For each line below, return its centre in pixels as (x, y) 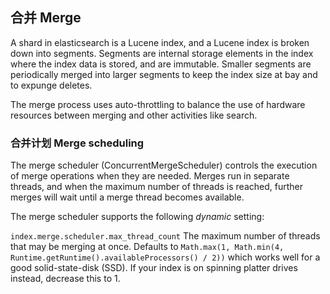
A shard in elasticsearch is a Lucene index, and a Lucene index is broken (160, 42)
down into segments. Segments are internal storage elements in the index (162, 53)
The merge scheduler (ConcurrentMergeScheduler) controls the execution (164, 165)
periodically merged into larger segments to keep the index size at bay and (164, 74)
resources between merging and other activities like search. (134, 115)
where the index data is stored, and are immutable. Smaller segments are (161, 64)
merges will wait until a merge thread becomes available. (127, 197)
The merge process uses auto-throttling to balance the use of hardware (158, 104)
